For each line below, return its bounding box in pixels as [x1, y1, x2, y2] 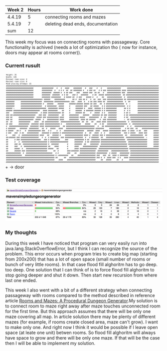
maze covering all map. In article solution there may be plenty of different [5, 313, 156, 319]
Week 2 [7, 6, 24, 12]
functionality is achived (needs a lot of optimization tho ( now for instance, [5, 44, 158, 50]
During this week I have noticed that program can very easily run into [5, 240, 147, 246]
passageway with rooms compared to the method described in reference [5, 292, 156, 298]
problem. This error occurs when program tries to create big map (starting [5, 250, 158, 256]
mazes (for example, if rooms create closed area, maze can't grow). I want [5, 318, 158, 325]
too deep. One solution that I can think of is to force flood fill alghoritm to [5, 266, 155, 272]
